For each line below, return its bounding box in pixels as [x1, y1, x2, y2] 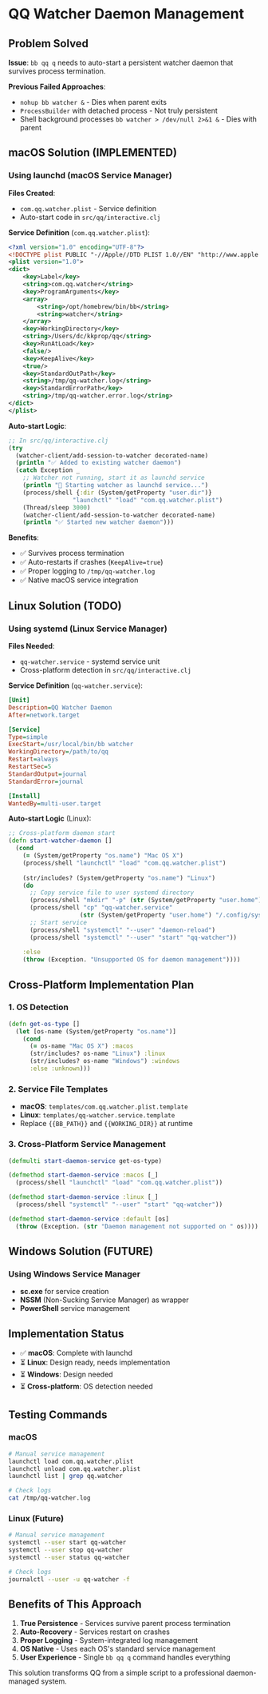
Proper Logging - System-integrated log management [19, 1636, 199, 1645]
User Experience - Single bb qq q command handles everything [19, 1652, 231, 1662]
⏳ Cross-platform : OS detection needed [19, 1381, 153, 1392]
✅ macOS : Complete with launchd [19, 1348, 133, 1358]
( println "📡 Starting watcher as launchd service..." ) [22, 481, 209, 489]
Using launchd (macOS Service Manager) [8, 170, 173, 181]
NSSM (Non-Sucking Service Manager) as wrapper [19, 1295, 189, 1304]
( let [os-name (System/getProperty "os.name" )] [15, 1027, 177, 1036]
